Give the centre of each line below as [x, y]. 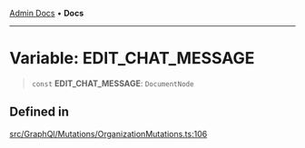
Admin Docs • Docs [47, 13]
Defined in [39, 112]
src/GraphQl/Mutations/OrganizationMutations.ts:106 [108, 133]
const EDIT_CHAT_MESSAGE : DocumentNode [113, 83]
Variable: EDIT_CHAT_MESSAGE [132, 59]
